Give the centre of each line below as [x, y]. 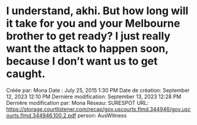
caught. [26, 74]
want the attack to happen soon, [88, 49]
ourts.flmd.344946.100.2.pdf [41, 115]
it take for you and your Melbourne [93, 23]
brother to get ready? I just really [88, 36]
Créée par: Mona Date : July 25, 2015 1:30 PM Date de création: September [98, 90]
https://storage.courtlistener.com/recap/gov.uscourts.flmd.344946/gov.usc [99, 109]
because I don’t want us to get [82, 61]
